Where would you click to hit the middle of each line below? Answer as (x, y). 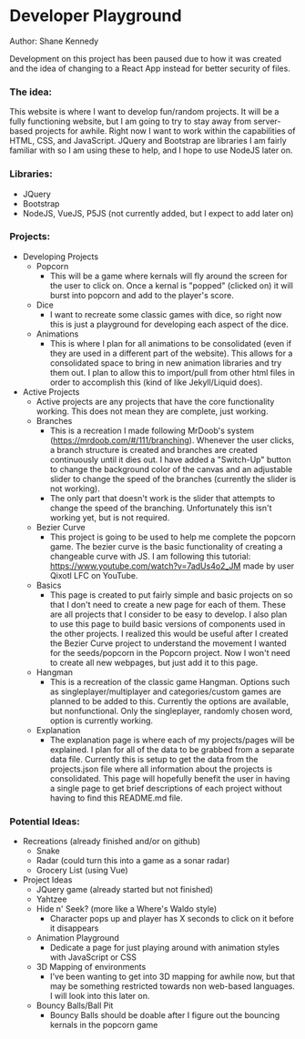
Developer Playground (96, 16)
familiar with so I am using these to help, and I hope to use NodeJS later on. (151, 150)
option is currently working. (101, 721)
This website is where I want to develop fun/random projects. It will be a (144, 112)
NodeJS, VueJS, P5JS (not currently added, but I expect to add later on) (158, 213)
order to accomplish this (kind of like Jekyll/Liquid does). (156, 382)
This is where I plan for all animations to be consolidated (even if (171, 343)
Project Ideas (47, 880)
